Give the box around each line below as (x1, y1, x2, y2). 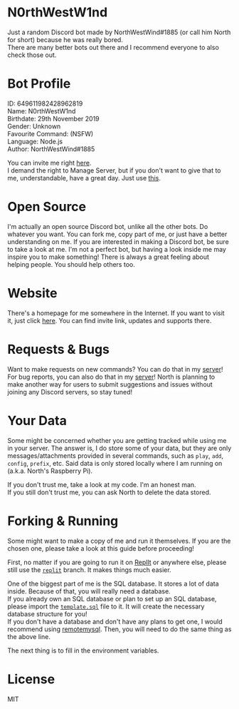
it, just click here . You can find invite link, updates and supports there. (7, 316, 212, 325)
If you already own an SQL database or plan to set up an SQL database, (7, 594, 217, 603)
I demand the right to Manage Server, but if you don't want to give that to (7, 165, 221, 175)
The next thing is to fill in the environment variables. (7, 646, 159, 655)
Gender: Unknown (7, 122, 61, 131)
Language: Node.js (7, 137, 63, 146)
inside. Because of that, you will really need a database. (7, 586, 171, 596)
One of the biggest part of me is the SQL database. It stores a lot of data (7, 579, 219, 588)
